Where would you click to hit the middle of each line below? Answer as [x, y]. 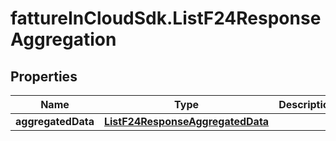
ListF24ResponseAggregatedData [186, 121]
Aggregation [63, 39]
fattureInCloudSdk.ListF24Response [166, 18]
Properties [44, 76]
